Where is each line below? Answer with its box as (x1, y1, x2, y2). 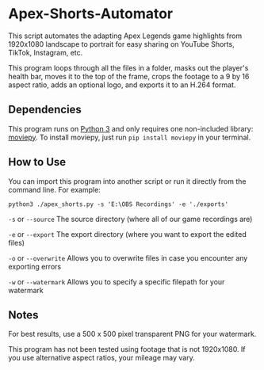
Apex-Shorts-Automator (8, 5, 174, 23)
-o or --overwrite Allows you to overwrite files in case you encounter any (8, 253, 248, 262)
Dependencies (8, 103, 82, 116)
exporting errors (8, 261, 62, 271)
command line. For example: (8, 185, 101, 194)
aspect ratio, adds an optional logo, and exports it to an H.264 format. (8, 80, 236, 90)
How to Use (8, 155, 67, 169)
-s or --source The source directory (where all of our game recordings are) (8, 214, 253, 223)
